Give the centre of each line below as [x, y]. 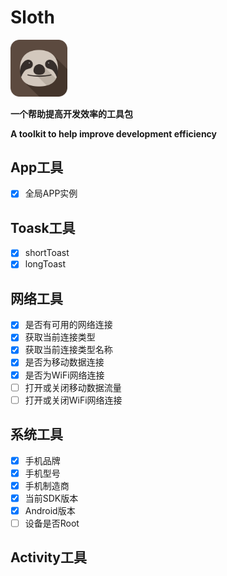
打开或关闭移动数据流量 [73, 387]
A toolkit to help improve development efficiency [114, 133]
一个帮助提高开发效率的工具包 [71, 113]
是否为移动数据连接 [64, 362]
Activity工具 [49, 557]
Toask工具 [43, 227]
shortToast [47, 253]
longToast [45, 264]
